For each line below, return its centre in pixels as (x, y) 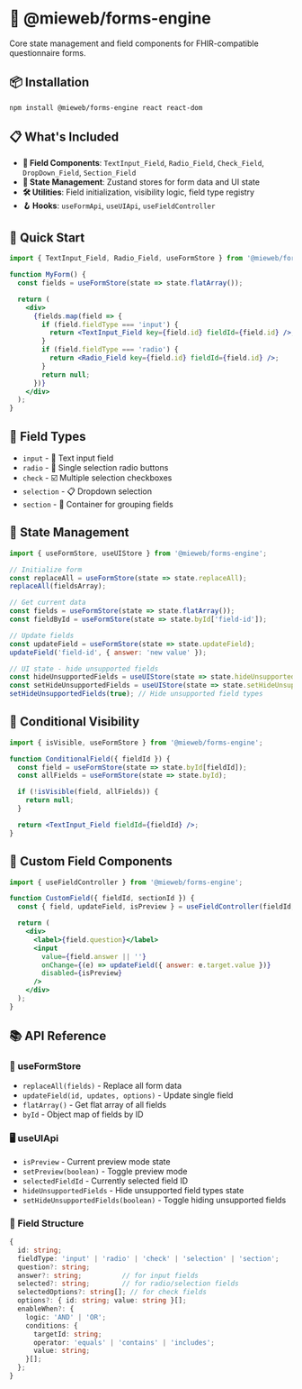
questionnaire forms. (48, 52)
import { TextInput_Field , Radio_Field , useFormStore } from (126, 259)
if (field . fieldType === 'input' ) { (110, 324)
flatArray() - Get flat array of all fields (94, 1105)
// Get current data (48, 603)
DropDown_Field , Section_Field (79, 173)
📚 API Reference (58, 1036)
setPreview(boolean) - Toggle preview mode (105, 1171)
